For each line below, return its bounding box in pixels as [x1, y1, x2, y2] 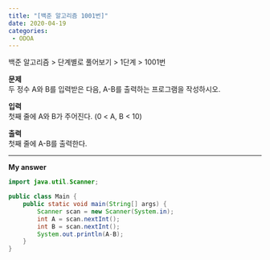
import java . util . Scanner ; [8, 178, 99, 186]
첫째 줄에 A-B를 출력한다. [8, 138, 88, 149]
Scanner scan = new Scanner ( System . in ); [37, 207, 174, 216]
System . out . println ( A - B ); [37, 230, 125, 238]
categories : [8, 27, 48, 35]
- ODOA [11, 34, 35, 43]
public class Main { [8, 192, 78, 201]
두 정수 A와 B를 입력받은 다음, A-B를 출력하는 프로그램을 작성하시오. [8, 85, 221, 94]
